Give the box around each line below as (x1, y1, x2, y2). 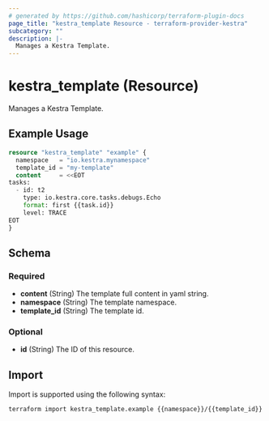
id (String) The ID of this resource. (19, 345, 135, 355)
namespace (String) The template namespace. (19, 297, 177, 308)
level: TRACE (23, 208, 67, 217)
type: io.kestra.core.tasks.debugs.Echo (23, 193, 161, 202)
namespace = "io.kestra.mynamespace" (15, 155, 151, 164)
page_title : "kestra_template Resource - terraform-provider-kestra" (8, 19, 249, 28)
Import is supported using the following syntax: (8, 389, 166, 399)
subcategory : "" (8, 27, 63, 35)
